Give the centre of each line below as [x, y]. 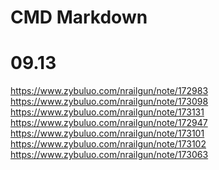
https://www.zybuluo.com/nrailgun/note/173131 [107, 112]
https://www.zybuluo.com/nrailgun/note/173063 [109, 155]
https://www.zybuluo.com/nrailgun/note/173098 [109, 102]
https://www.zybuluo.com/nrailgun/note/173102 [108, 144]
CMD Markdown [79, 17]
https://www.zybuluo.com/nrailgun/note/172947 [109, 123]
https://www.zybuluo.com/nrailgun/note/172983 [109, 91]
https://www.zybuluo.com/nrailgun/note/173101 [107, 133]
